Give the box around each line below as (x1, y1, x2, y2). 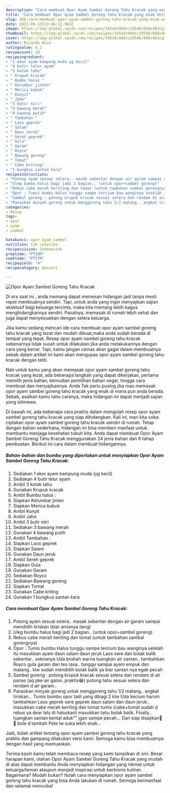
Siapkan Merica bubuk (13, 503, 60, 509)
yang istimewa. (6, 399, 37, 405)
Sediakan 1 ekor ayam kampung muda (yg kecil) (13, 470, 112, 476)
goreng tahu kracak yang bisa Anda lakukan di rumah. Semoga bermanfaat (6, 777, 162, 783)
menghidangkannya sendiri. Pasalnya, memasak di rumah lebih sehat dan (6, 309, 158, 316)
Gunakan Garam (13, 567, 47, 573)
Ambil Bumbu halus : (13, 492, 56, 498)
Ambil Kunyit (13, 508, 40, 514)
